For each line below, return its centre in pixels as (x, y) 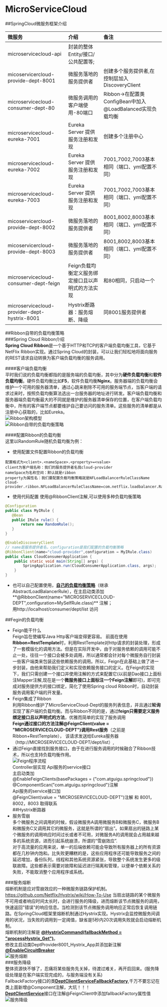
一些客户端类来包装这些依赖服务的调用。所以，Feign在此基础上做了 (81, 661)
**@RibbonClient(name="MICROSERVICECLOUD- (64, 597)
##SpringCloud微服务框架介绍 (36, 23)
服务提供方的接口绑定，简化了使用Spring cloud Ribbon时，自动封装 (90, 686)
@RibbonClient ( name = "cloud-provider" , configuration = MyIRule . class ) (79, 552)
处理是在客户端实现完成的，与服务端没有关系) (56, 975)
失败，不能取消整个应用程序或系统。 (49, 872)
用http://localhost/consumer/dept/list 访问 (55, 609)
